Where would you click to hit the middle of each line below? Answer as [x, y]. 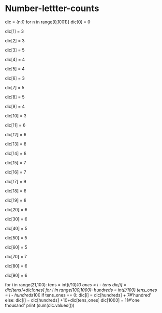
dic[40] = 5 [16, 228]
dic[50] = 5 [16, 237]
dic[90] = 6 [16, 275]
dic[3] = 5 [15, 50]
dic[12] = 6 [16, 134]
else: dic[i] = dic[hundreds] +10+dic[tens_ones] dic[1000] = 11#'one [73, 300]
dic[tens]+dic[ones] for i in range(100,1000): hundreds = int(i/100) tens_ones [81, 290]
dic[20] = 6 [16, 209]
